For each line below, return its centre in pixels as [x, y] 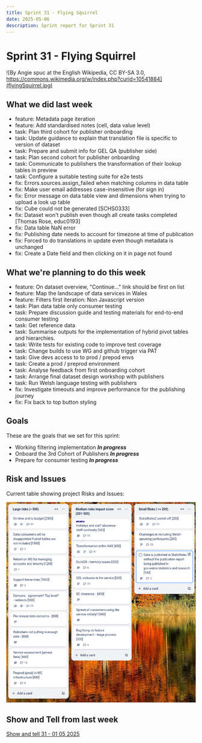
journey [24, 395]
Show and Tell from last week [62, 719]
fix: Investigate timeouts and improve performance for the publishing [100, 389]
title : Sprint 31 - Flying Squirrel [52, 13]
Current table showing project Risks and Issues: [65, 494]
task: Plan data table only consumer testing [68, 306]
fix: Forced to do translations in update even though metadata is [94, 240]
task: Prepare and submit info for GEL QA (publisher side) [86, 151]
